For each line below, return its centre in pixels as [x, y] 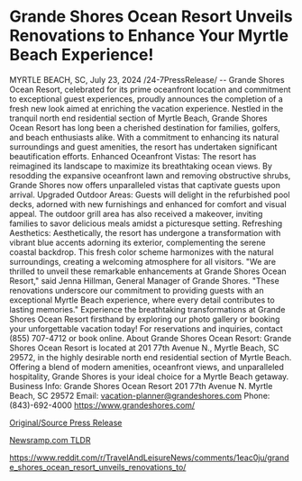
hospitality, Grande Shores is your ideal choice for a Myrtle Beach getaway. [149, 377]
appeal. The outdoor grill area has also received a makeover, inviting [136, 213]
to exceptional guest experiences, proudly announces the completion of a [146, 99]
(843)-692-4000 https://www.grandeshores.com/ [102, 405]
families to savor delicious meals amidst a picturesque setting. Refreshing [146, 223]
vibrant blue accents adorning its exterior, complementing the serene [137, 242]
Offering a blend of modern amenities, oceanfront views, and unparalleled [146, 367]
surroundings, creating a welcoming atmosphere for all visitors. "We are [143, 261]
